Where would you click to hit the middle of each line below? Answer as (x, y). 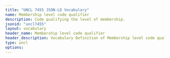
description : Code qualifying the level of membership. (65, 19)
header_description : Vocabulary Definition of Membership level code (80, 38)
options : (14, 47)
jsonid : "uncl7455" (26, 24)
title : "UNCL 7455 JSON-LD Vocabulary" (47, 10)
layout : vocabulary (26, 29)
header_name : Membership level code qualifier (55, 33)
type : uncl (17, 43)
